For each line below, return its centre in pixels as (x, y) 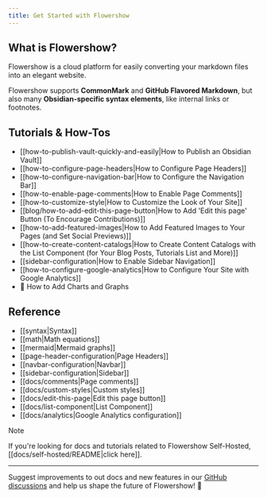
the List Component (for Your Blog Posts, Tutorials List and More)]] (129, 253)
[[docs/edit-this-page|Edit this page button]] (93, 399)
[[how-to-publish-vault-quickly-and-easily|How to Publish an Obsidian (135, 152)
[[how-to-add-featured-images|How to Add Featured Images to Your (132, 228)
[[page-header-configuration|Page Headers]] (94, 356)
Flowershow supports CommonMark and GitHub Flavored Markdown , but (130, 91)
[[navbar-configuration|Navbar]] (73, 365)
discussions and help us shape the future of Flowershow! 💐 (105, 486)
